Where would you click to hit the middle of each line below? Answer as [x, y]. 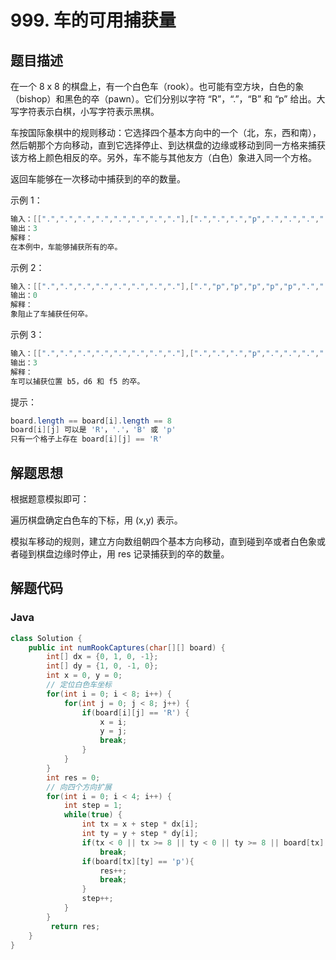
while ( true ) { [93, 815]
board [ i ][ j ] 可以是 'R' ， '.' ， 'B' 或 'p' [93, 430]
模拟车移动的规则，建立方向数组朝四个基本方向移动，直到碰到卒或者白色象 [163, 541]
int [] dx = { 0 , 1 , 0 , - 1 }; [102, 657]
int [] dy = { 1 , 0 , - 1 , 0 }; [102, 666]
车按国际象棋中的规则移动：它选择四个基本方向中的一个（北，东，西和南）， [166, 132]
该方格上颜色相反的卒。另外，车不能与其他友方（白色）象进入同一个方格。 [163, 157]
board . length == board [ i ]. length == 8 [91, 421]
